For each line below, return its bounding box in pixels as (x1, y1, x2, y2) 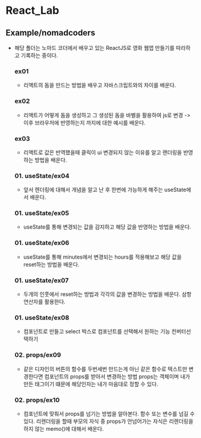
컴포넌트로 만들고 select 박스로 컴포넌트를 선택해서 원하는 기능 (23, 328, 170, 335)
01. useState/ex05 (14, 209, 70, 217)
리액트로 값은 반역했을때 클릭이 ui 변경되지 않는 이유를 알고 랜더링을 (23, 149, 182, 156)
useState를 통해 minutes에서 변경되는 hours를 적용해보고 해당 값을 (23, 253, 182, 261)
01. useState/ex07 (14, 276, 69, 285)
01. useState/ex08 (14, 313, 70, 322)
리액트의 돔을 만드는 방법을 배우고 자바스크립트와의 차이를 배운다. (23, 82, 176, 89)
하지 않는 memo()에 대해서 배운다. (23, 425, 104, 432)
